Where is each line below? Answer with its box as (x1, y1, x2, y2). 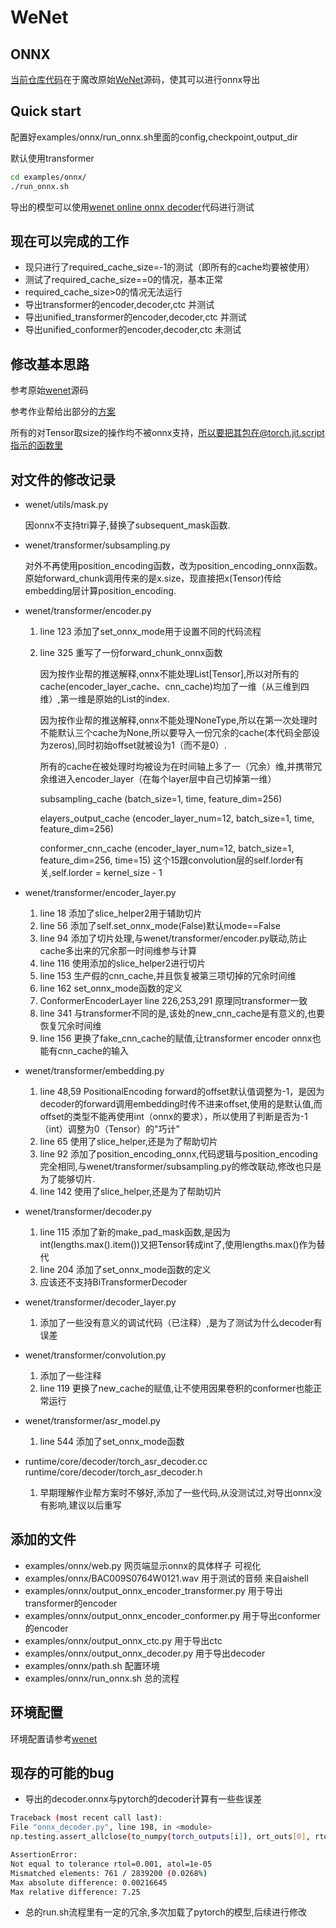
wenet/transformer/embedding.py (24, 1065, 165, 1076)
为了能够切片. (39, 1173, 96, 1185)
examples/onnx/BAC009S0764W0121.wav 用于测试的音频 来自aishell (24, 1572, 309, 1584)
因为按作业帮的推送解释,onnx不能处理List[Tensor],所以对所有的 (39, 668, 300, 680)
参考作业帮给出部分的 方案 (10, 406, 116, 418)
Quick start (10, 103, 82, 120)
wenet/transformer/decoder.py (24, 1206, 152, 1217)
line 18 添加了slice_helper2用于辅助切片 (39, 907, 203, 919)
